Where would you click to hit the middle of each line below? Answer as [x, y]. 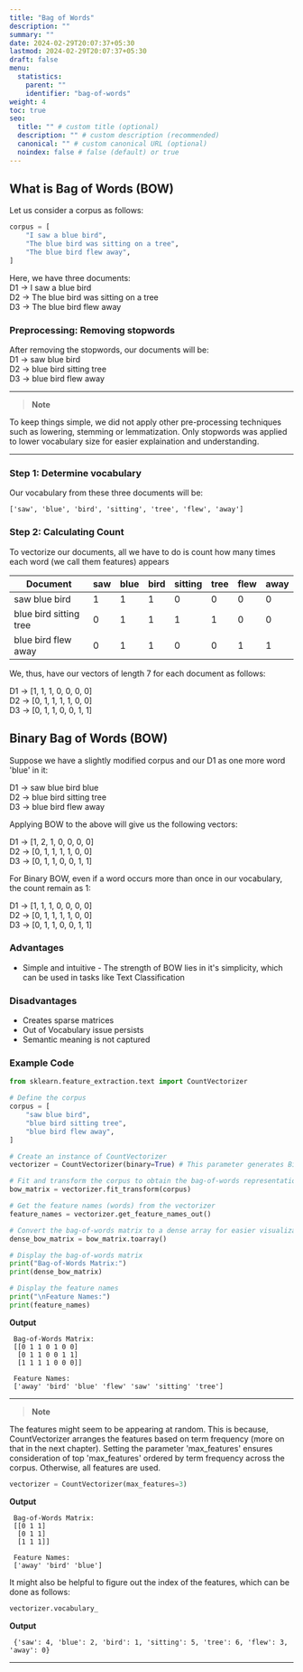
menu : [19, 69]
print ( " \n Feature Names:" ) [60, 1297]
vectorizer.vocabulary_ [54, 1608]
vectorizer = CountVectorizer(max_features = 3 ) [98, 1484]
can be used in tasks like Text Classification [103, 977]
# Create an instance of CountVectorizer [88, 1156]
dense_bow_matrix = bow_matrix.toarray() [88, 1239]
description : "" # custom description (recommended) [119, 136]
